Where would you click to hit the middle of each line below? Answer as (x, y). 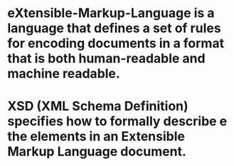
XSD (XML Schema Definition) (98, 107)
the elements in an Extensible (96, 136)
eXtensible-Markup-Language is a (111, 13)
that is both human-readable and (106, 59)
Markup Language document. (97, 152)
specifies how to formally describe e (117, 121)
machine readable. (64, 74)
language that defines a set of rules (115, 28)
